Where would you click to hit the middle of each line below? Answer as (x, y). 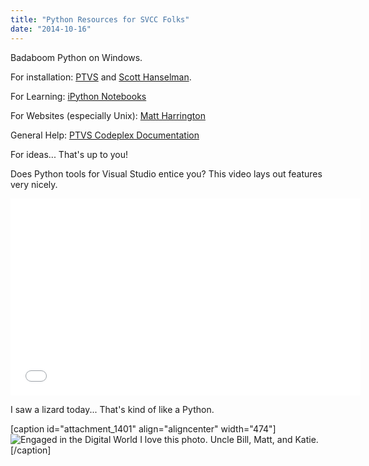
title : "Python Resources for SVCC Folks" (100, 19)
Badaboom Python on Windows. (76, 57)
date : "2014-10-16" (51, 29)
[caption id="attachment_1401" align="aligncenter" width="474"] (143, 428)
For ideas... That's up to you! (69, 154)
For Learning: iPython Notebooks (78, 96)
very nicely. (34, 184)
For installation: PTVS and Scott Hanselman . (101, 77)
